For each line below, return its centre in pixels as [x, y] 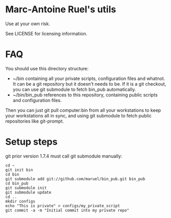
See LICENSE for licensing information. [46, 33]
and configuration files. [37, 100]
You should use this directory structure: [47, 68]
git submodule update [28, 192]
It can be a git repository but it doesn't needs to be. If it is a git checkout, [89, 84]
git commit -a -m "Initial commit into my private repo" [67, 210]
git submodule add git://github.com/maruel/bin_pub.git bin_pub [75, 179]
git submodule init [26, 188]
